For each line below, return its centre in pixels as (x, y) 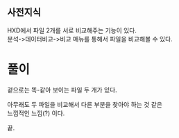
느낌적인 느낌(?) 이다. (36, 113)
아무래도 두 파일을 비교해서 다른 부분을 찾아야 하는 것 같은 (85, 104)
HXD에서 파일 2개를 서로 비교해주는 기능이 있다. (72, 30)
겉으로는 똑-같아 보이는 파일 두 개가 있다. (62, 90)
